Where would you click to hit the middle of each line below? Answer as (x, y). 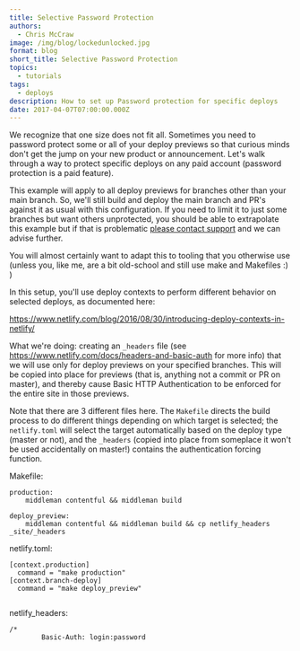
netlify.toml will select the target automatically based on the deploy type (146, 430)
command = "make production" (72, 573)
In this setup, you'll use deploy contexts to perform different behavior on (143, 292)
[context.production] (50, 565)
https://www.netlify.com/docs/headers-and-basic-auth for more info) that (146, 356)
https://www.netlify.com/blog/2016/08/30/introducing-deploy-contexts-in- (147, 319)
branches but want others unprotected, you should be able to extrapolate (144, 219)
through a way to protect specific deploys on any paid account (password (146, 163)
